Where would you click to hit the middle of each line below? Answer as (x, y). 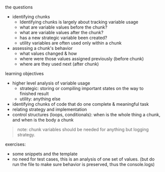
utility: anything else (40, 99)
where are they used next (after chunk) (59, 64)
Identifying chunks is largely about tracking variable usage (79, 22)
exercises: (16, 144)
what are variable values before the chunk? (63, 27)
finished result (34, 94)
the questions (19, 7)
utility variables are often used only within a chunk (70, 43)
